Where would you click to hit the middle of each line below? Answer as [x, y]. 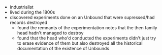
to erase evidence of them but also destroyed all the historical [80, 43]
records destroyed [29, 22]
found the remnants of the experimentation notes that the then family [87, 28]
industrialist [21, 7]
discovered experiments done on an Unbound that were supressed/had [82, 17]
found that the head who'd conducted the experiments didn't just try [86, 38]
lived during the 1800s [32, 12]
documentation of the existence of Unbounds [63, 48]
